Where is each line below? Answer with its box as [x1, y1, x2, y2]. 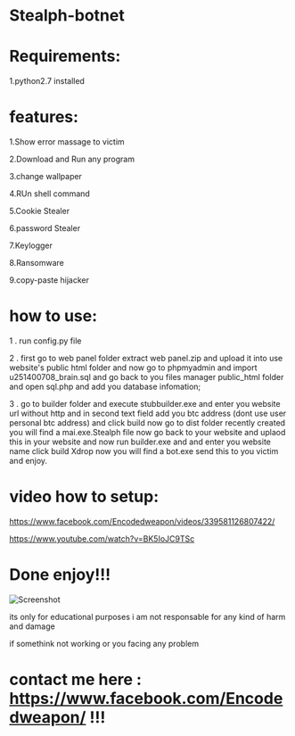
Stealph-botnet [9, 5, 125, 26]
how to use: [9, 306, 98, 327]
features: [9, 107, 78, 128]
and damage [9, 621, 55, 632]
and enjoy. [9, 456, 47, 466]
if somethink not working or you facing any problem [9, 638, 199, 649]
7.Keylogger [9, 240, 53, 251]
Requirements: [9, 46, 121, 67]
